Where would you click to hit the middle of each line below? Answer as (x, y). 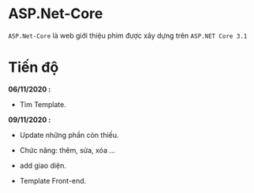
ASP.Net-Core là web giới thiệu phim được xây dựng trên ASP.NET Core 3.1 (128, 35)
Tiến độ (34, 67)
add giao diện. (43, 165)
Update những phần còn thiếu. (69, 135)
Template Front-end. (53, 180)
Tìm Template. (43, 104)
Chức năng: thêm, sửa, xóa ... (67, 150)
